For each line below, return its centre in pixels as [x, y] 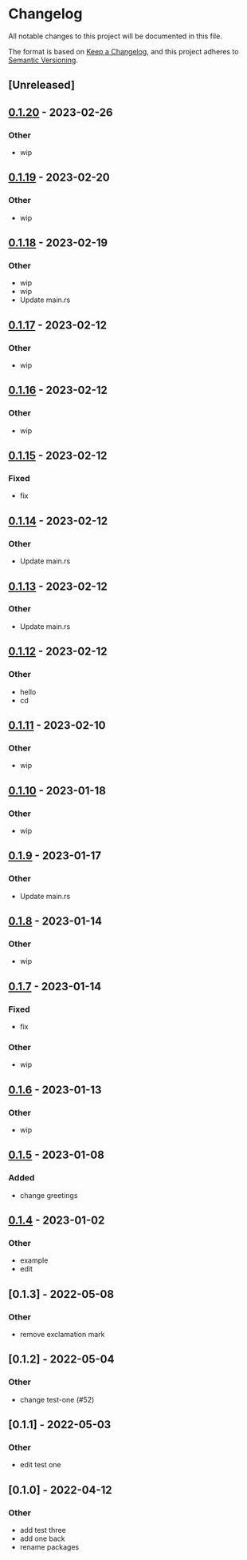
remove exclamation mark [62, 1334]
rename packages [49, 1547]
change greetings [49, 1195]
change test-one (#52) [57, 1399]
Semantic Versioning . [43, 60]
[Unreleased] [42, 85]
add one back [42, 1538]
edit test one [40, 1465]
